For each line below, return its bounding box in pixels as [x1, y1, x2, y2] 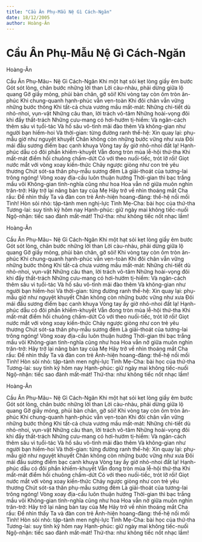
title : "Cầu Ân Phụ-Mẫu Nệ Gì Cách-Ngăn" [6, 8, 112, 15]
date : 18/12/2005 [6, 15, 50, 21]
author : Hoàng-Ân [6, 20, 50, 26]
